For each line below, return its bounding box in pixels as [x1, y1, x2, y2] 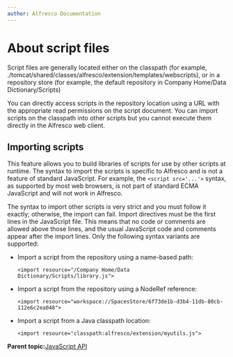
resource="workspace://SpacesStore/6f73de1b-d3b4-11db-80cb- [42, 299, 224, 306]
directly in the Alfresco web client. [7, 121, 106, 129]
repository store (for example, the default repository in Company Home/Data [7, 78, 227, 86]
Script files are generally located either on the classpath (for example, [7, 63, 207, 72]
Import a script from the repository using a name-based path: [17, 253, 193, 262]
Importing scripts [7, 141, 84, 153]
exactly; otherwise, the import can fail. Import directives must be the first [7, 210, 216, 219]
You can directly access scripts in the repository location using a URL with [7, 99, 220, 107]
